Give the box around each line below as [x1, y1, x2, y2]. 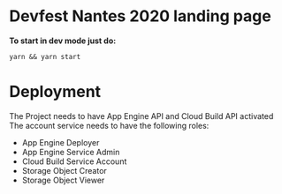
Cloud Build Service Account [21, 156, 127, 167]
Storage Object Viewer [21, 175, 105, 185]
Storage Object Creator [21, 165, 108, 175]
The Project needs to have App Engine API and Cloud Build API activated [9, 110, 274, 121]
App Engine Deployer [21, 137, 100, 147]
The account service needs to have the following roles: [9, 120, 210, 131]
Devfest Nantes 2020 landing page [9, 6, 271, 26]
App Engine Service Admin [21, 146, 120, 157]
